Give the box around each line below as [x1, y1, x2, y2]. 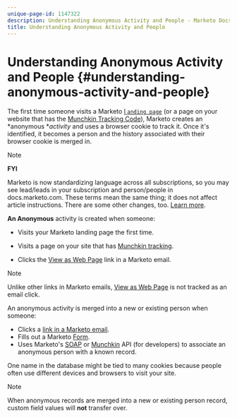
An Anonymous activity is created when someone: [7, 215, 155, 223]
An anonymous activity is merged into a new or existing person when [7, 304, 208, 313]
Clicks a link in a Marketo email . [17, 326, 110, 334]
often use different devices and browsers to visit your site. [7, 369, 176, 378]
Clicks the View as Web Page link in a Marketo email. [17, 256, 171, 264]
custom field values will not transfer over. [7, 404, 128, 412]
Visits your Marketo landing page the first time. [17, 228, 154, 237]
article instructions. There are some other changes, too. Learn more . [7, 201, 206, 209]
